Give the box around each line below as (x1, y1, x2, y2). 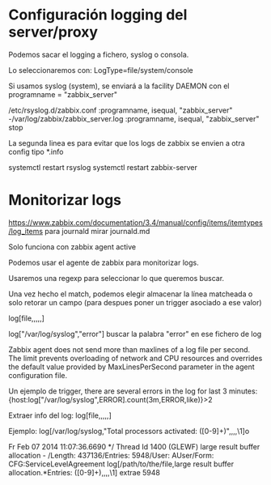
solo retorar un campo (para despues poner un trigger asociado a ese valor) (8, 297, 262, 307)
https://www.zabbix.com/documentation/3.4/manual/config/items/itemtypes (8, 217, 263, 228)
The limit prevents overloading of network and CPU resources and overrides (8, 353, 263, 363)
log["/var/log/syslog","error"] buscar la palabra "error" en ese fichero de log (8, 329, 262, 338)
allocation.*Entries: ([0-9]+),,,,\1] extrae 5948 (8, 467, 160, 477)
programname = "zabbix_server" (8, 89, 117, 99)
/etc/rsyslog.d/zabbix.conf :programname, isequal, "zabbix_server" (8, 105, 233, 115)
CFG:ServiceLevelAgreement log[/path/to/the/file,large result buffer (8, 459, 235, 469)
